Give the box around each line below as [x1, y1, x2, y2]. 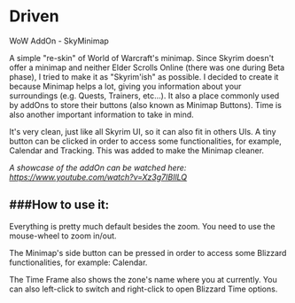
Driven [9, 6, 59, 27]
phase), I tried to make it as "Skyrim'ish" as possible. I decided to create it [9, 71, 279, 82]
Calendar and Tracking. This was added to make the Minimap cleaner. [9, 144, 264, 156]
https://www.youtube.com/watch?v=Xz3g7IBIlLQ [9, 171, 188, 183]
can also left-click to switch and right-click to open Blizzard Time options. [9, 284, 278, 294]
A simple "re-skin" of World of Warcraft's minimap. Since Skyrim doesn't [9, 52, 275, 63]
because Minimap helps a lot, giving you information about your [9, 81, 242, 91]
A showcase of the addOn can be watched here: [9, 162, 187, 173]
